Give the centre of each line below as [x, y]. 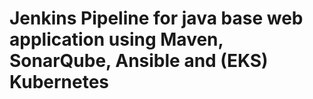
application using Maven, [116, 39]
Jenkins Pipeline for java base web [156, 18]
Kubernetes [59, 82]
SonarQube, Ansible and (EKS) [139, 61]
